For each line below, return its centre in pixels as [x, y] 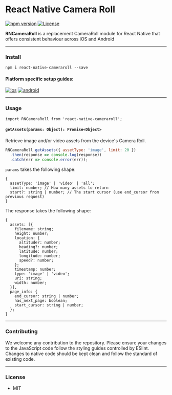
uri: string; [28, 278]
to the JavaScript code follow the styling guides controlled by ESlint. [77, 348]
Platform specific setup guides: [39, 79]
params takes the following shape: [40, 169]
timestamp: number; [35, 269]
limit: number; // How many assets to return [59, 188]
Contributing [21, 332]
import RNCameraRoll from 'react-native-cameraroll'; [64, 119]
